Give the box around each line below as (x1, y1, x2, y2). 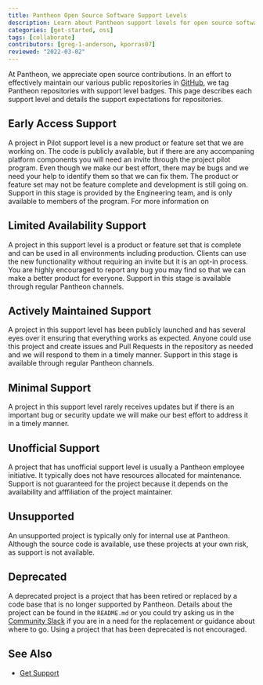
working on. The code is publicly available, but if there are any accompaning (8, 146, 254, 155)
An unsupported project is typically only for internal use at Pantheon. (8, 530, 230, 540)
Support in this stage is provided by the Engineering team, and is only (8, 188, 232, 197)
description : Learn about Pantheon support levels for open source (8, 19, 233, 27)
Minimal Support (8, 381, 92, 395)
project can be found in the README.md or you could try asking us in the (8, 607, 235, 617)
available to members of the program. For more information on (8, 196, 210, 206)
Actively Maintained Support (8, 304, 152, 318)
